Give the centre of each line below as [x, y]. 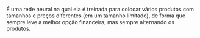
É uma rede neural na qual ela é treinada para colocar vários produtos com [100, 9]
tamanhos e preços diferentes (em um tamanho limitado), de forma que [96, 16]
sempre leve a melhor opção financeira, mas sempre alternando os [91, 22]
